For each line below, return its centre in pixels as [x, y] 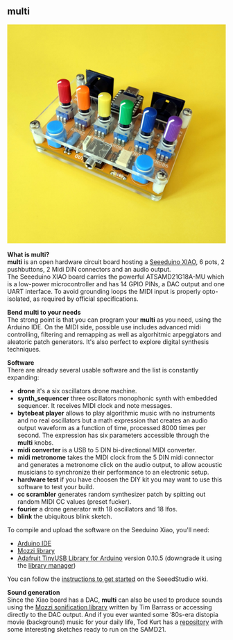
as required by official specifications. [86, 299]
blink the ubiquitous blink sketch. [64, 516]
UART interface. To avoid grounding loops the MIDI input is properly [104, 291]
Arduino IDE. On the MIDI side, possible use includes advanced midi [104, 327]
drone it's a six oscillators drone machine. [77, 391]
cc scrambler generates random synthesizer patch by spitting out [111, 494]
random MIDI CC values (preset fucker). [74, 501]
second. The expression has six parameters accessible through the [113, 435]
